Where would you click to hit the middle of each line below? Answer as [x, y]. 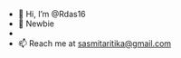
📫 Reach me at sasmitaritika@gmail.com [95, 43]
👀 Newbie [36, 24]
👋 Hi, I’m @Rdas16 [52, 14]
